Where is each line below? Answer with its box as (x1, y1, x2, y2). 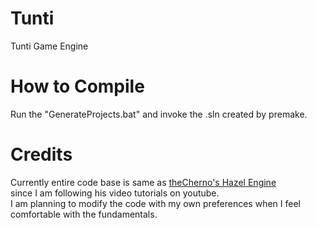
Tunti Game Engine (10, 40, 89, 52)
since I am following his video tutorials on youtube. (10, 187, 220, 199)
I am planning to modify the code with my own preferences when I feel (10, 197, 301, 209)
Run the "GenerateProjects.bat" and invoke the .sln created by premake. (10, 108, 308, 120)
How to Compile (10, 75, 145, 98)
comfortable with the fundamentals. (10, 208, 158, 220)
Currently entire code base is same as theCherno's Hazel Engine (10, 176, 277, 188)
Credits (10, 143, 73, 166)
